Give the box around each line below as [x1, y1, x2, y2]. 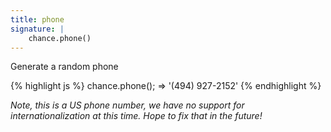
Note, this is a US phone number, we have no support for [10, 99, 245, 111]
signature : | [10, 24, 65, 34]
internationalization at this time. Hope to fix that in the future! [10, 110, 263, 122]
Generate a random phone [10, 61, 119, 73]
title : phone [10, 14, 65, 25]
